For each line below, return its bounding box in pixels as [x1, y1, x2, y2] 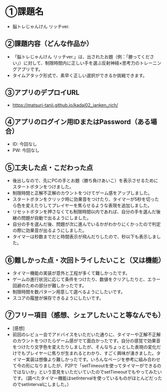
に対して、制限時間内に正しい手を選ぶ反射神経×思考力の [23, 60, 140, 66]
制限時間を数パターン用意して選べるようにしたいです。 [12, 289, 126, 295]
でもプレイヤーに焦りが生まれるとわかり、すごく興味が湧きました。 [16, 350, 157, 356]
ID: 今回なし [12, 141, 37, 147]
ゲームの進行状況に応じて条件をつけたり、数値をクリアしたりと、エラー [12, 276, 161, 282]
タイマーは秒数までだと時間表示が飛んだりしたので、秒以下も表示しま [12, 234, 157, 240]
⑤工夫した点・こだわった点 [5, 163, 93, 172]
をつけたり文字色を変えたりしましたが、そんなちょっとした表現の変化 [12, 344, 157, 350]
